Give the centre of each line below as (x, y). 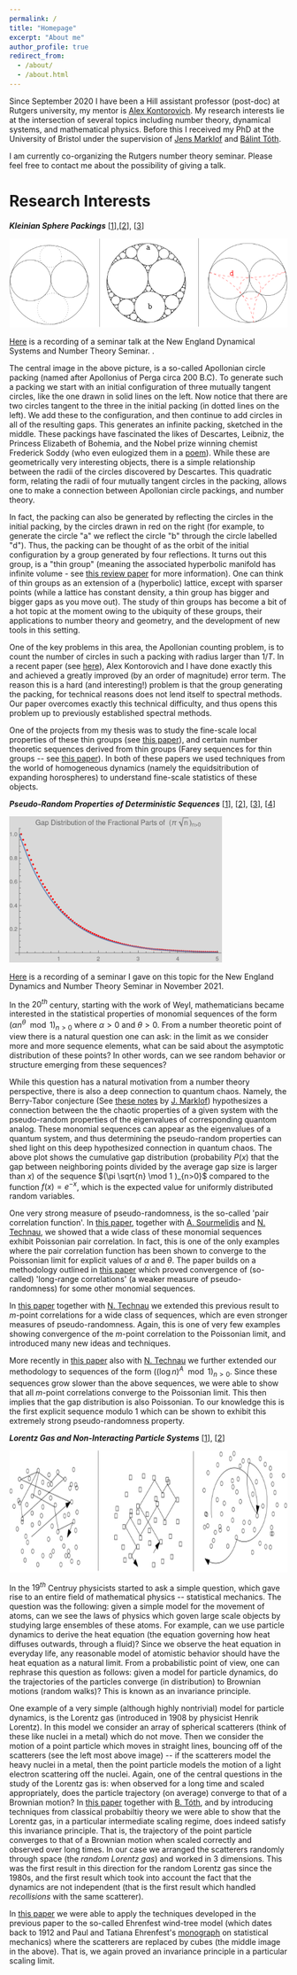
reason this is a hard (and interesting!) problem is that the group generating (146, 684)
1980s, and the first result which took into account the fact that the (130, 1878)
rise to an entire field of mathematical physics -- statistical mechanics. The (145, 1597)
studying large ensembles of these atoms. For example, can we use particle (147, 1625)
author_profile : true (49, 47)
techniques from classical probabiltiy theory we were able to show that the (145, 1812)
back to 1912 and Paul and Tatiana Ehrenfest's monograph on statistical (139, 1932)
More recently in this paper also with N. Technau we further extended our (143, 1361)
